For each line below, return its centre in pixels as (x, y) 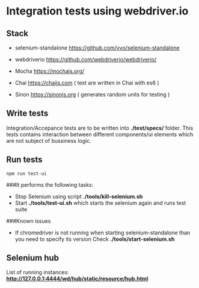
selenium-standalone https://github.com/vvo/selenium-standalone (97, 48)
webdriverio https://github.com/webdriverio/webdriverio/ (86, 59)
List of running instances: (38, 272)
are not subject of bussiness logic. (49, 140)
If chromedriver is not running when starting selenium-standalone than (103, 233)
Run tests (24, 160)
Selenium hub (32, 258)
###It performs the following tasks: (50, 184)
